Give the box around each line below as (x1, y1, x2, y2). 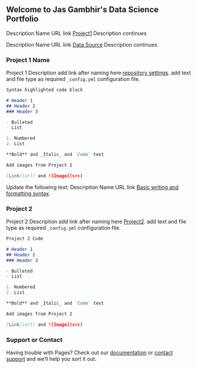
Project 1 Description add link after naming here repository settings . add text (6, 69, 191, 76)
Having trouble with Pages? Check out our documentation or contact (6, 349, 173, 356)
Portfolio (6, 14, 39, 24)
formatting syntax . (6, 190, 51, 197)
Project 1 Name (6, 56, 50, 64)
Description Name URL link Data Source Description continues (6, 41, 157, 48)
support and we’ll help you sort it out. (6, 355, 97, 362)
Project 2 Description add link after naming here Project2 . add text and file (6, 218, 187, 225)
